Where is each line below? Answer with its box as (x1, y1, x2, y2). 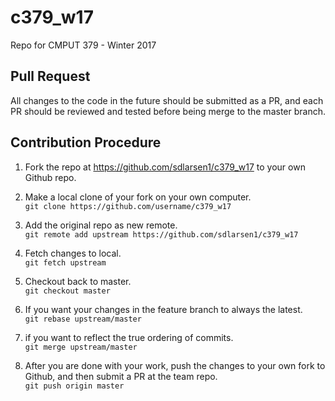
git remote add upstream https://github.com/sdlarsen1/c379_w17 (24, 229, 299, 240)
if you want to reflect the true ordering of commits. (24, 331, 234, 343)
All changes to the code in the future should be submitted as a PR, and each (10, 94, 324, 106)
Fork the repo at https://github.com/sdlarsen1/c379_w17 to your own (24, 161, 306, 173)
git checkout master (24, 286, 111, 296)
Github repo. (24, 171, 77, 183)
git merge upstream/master (24, 342, 138, 352)
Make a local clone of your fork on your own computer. (24, 191, 252, 203)
